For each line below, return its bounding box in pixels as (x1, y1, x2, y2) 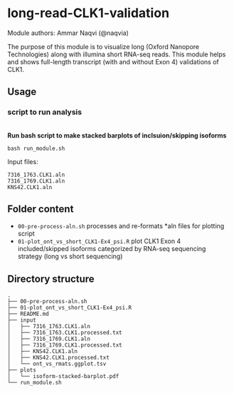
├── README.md (7, 310, 50, 318)
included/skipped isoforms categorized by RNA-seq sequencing (17, 245, 206, 253)
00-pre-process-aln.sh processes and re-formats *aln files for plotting (17, 222, 225, 230)
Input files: (7, 157, 38, 165)
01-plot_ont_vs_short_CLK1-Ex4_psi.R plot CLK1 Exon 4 (17, 237, 181, 245)
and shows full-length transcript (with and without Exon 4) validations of (7, 57, 219, 66)
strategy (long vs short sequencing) (17, 252, 123, 261)
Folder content (7, 203, 74, 215)
